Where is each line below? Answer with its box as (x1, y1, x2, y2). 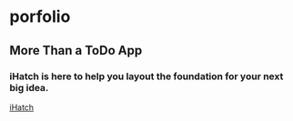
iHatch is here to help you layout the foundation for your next (9, 70, 284, 83)
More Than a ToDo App (9, 43, 143, 58)
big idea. (9, 81, 49, 94)
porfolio (9, 6, 71, 27)
